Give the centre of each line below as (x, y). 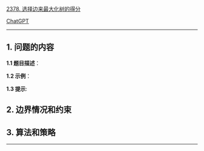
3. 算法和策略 (31, 132)
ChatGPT (18, 21)
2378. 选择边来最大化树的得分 (43, 9)
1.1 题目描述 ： (23, 63)
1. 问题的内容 (30, 47)
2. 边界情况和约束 (39, 110)
